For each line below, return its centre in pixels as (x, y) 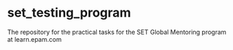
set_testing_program (69, 13)
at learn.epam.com (34, 39)
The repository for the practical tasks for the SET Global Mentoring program (117, 32)
